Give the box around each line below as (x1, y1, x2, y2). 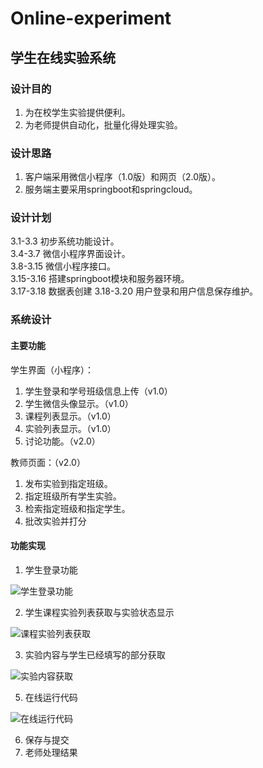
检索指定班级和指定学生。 (24, 502, 131, 514)
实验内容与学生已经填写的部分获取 (24, 648, 166, 661)
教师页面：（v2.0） (10, 456, 86, 468)
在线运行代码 (24, 691, 78, 703)
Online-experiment (10, 7, 172, 30)
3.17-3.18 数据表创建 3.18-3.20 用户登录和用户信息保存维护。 (10, 285, 258, 297)
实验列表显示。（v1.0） (24, 422, 117, 434)
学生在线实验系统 (10, 49, 116, 66)
